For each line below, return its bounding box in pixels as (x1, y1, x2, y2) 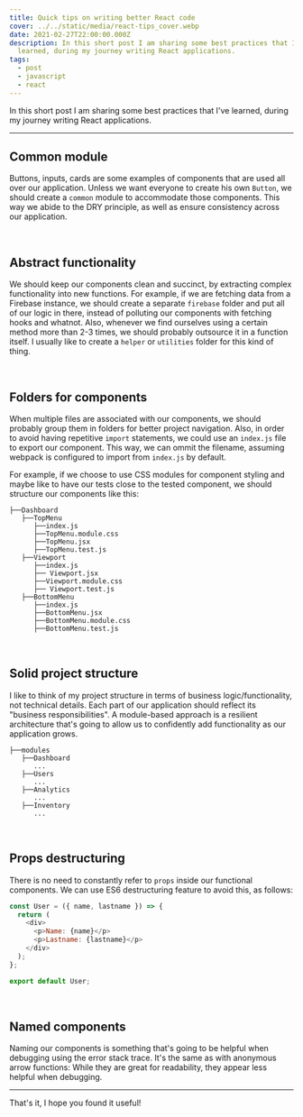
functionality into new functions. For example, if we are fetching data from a (9, 288, 291, 299)
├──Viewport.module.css (32, 577, 124, 586)
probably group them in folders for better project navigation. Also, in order (9, 423, 285, 434)
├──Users (21, 769, 54, 778)
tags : (9, 55, 30, 64)
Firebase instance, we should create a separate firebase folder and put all (9, 298, 286, 309)
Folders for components (9, 389, 148, 405)
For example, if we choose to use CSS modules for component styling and (9, 470, 286, 481)
